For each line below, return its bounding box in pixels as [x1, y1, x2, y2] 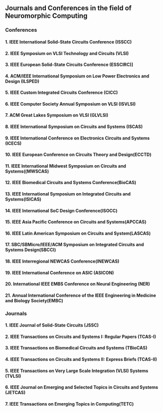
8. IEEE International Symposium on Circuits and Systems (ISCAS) [5, 124, 143, 130]
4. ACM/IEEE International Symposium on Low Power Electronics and [5, 73, 150, 79]
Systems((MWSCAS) [5, 168, 49, 174]
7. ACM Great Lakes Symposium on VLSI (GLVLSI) [5, 112, 109, 118]
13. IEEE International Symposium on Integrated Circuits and [5, 191, 131, 197]
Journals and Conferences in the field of [5, 4, 132, 12]
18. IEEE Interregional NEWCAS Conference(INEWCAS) [5, 258, 120, 264]
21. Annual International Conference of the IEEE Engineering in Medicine [5, 292, 157, 298]
